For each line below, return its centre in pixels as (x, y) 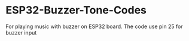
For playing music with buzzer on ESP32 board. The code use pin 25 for (94, 26)
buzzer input (21, 32)
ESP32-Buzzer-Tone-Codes (76, 10)
